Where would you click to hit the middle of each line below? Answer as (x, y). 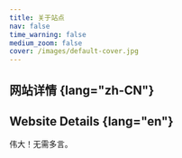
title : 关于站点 (37, 18)
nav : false (30, 26)
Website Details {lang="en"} (91, 121)
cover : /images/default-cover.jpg (74, 51)
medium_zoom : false (46, 43)
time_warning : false (48, 34)
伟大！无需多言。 (41, 144)
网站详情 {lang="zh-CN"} (82, 90)
